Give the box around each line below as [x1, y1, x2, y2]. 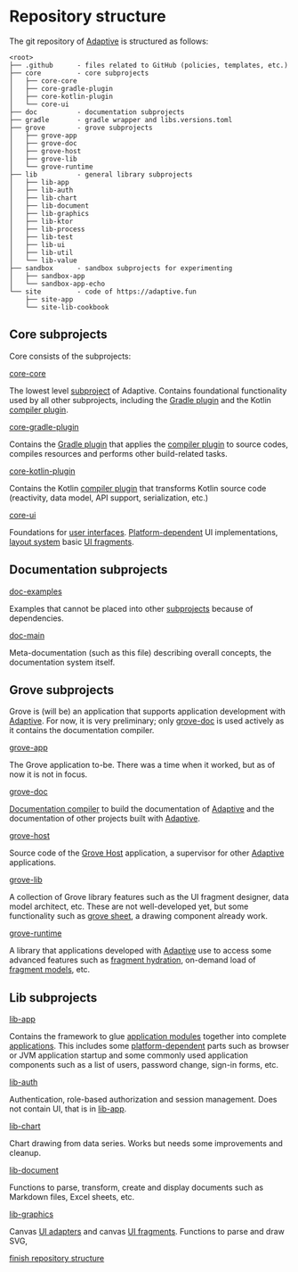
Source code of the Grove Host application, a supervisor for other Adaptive [9, 847, 285, 858]
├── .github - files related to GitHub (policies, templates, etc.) [9, 61, 289, 70]
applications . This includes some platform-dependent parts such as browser [9, 1041, 289, 1052]
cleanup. [9, 1148, 42, 1159]
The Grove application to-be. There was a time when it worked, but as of [9, 760, 276, 771]
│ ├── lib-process [9, 225, 86, 234]
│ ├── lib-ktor [9, 217, 74, 226]
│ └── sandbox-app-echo [9, 279, 105, 288]
